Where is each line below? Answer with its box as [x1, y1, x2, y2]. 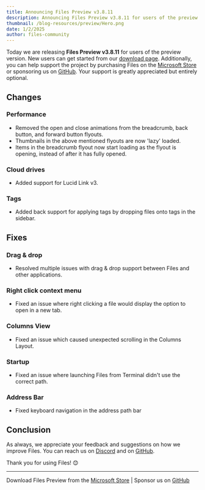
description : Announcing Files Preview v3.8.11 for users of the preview [6, 15, 198, 21]
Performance [6, 110, 47, 119]
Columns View [6, 322, 51, 330]
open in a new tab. [15, 306, 62, 314]
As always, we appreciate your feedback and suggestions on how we [6, 441, 181, 449]
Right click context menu [6, 286, 82, 295]
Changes [6, 92, 41, 103]
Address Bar [6, 393, 44, 402]
